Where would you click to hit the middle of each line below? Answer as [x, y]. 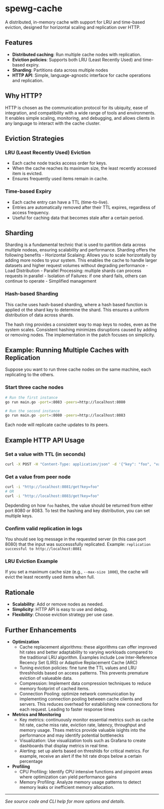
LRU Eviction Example [31, 561]
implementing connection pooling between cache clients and [81, 699]
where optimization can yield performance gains [68, 777]
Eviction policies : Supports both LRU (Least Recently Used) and [77, 60]
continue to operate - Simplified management [51, 281]
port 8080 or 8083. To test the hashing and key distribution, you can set [78, 510]
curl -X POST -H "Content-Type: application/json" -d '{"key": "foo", [78, 464]
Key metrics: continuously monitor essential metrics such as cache [87, 719]
